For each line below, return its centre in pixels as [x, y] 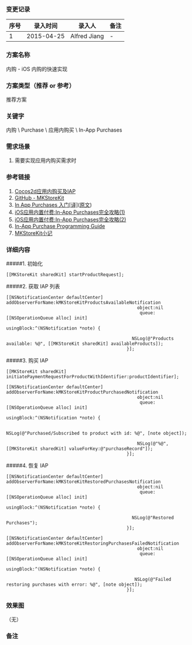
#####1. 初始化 [24, 264]
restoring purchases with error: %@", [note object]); [74, 585]
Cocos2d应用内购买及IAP [45, 191]
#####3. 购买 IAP [27, 361]
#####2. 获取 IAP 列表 [33, 287]
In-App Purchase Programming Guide [60, 226]
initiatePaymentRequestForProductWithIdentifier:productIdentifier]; [93, 377]
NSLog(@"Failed [153, 580]
